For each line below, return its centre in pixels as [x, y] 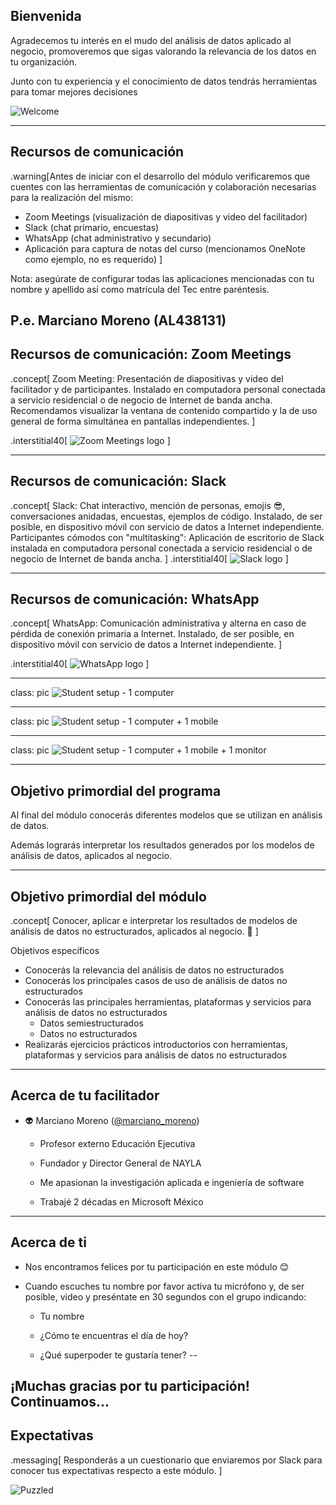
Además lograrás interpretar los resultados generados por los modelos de [162, 845]
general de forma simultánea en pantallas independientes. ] [133, 421]
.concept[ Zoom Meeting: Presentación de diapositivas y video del [147, 378]
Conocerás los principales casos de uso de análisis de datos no [156, 981]
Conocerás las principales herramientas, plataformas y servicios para [168, 1002]
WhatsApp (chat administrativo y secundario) [118, 238]
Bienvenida [46, 16]
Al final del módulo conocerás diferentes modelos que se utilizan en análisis [166, 815]
